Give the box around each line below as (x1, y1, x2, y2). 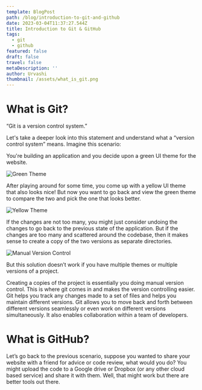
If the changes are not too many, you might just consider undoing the (6, 218, 178, 226)
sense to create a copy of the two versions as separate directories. (6, 238, 173, 245)
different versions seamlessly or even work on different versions (6, 305, 166, 312)
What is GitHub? (6, 333, 90, 346)
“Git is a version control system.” (6, 122, 87, 130)
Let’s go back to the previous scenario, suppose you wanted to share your (6, 353, 191, 360)
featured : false (6, 48, 47, 54)
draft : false (6, 54, 39, 60)
